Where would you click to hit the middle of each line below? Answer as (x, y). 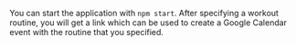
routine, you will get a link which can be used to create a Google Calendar (148, 23)
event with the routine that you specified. (87, 32)
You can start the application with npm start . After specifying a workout (144, 13)
